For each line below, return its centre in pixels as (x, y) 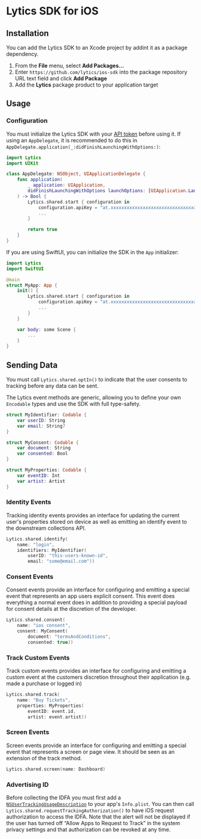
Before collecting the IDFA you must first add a (64, 798)
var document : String (44, 448)
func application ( (40, 180)
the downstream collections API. (46, 528)
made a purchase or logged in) (44, 683)
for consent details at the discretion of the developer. (71, 609)
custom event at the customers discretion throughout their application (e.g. (99, 677)
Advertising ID (28, 784)
